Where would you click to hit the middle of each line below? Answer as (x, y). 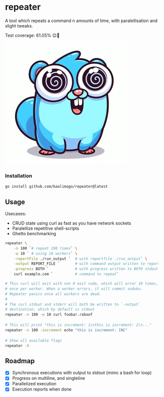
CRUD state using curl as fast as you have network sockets (72, 223)
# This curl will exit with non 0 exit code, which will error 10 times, (82, 284)
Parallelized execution (34, 384)
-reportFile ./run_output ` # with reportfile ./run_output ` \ (81, 259)
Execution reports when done (42, 389)
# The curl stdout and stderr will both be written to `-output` (73, 304)
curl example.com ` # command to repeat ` (66, 274)
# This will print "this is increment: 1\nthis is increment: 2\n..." (78, 325)
